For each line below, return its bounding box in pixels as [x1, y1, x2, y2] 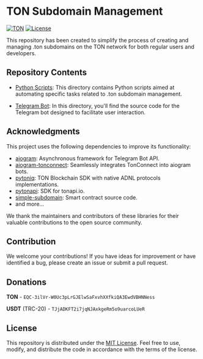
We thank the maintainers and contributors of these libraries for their [6, 212, 179, 219]
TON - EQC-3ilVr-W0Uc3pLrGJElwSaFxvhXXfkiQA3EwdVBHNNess [6, 293, 155, 301]
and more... [15, 200, 45, 207]
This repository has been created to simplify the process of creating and [6, 36, 189, 44]
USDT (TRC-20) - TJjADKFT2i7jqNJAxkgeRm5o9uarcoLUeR [6, 305, 145, 312]
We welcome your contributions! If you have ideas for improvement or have [6, 253, 196, 260]
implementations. [15, 180, 59, 188]
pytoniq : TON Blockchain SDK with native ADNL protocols [15, 174, 161, 182]
